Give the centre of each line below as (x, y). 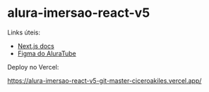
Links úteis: (24, 32)
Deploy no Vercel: (33, 67)
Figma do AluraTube (47, 53)
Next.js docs (36, 46)
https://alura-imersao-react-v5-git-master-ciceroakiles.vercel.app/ (104, 80)
